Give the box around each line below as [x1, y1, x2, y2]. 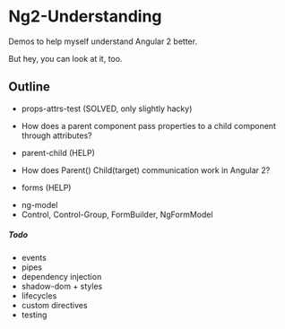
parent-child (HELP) [21, 147, 96, 158]
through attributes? [21, 130, 92, 141]
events [21, 252, 47, 263]
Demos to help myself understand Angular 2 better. [8, 36, 198, 47]
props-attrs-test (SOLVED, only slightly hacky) [21, 103, 193, 114]
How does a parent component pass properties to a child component [21, 120, 277, 131]
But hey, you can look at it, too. [8, 53, 123, 64]
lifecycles [21, 290, 57, 301]
